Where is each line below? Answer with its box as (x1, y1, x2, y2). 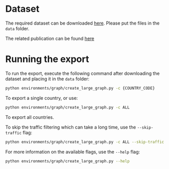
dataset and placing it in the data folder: (5, 75, 90, 82)
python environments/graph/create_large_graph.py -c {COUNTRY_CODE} (5, 86, 155, 91)
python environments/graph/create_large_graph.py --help (5, 158, 130, 164)
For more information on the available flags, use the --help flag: (5, 149, 140, 155)
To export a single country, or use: (5, 95, 78, 101)
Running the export (5, 53, 89, 65)
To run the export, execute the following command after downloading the (5, 70, 160, 76)
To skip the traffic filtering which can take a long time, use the (5, 124, 136, 130)
